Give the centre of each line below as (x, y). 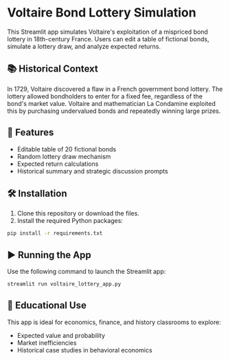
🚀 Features (31, 133)
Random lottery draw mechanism (64, 156)
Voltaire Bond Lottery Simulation (102, 13)
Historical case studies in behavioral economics (84, 350)
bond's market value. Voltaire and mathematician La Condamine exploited (112, 103)
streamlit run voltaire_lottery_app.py (64, 284)
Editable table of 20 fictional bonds (67, 149)
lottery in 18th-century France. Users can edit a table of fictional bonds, (108, 39)
